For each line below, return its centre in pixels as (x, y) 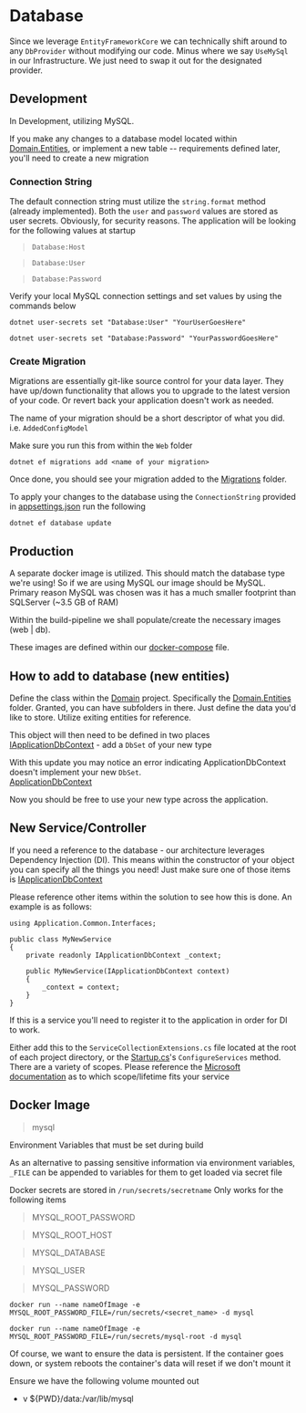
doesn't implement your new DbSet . (76, 772)
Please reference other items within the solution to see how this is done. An (151, 897)
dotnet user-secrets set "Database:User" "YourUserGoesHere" (128, 323)
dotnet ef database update (61, 524)
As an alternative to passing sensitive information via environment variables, (153, 1162)
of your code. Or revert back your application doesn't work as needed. (142, 400)
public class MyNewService (61, 939)
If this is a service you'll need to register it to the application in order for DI (149, 1020)
